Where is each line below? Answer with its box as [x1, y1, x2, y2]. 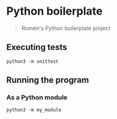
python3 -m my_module [6, 107, 62, 114]
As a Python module [6, 93, 68, 102]
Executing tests [6, 42, 67, 52]
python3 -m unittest [6, 58, 59, 65]
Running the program [6, 75, 89, 85]
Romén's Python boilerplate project [21, 24, 111, 32]
